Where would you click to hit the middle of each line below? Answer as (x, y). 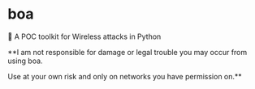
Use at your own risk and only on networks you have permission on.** (125, 76)
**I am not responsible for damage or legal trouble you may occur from (127, 52)
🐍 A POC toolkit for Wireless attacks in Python (84, 36)
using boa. (25, 61)
